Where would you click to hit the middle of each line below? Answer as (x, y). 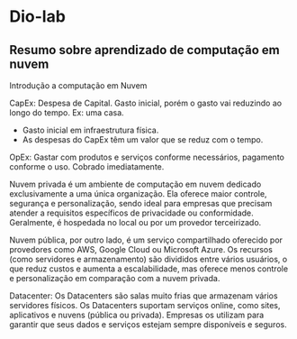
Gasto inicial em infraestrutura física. (90, 130)
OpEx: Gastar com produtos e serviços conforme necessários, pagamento (147, 157)
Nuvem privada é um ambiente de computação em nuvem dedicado (135, 184)
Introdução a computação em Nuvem (78, 86)
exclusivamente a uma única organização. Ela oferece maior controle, (138, 194)
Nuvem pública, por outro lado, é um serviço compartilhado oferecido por (146, 240)
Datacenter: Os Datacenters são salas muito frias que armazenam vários (144, 296)
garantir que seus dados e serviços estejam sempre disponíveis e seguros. (148, 325)
